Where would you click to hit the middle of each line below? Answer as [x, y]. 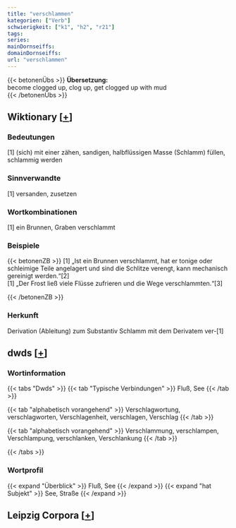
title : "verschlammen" [41, 14]
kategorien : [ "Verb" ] [39, 20]
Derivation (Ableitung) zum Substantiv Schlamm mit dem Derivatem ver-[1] [116, 331]
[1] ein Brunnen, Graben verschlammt [61, 227]
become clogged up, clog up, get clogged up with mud [87, 87]
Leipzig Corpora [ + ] [51, 515]
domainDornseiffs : [34, 54]
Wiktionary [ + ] [40, 117]
